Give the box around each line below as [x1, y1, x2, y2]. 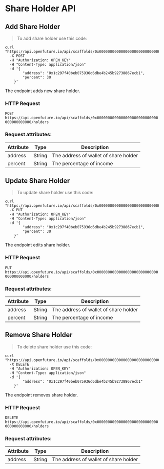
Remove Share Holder [5, 331, 73, 339]
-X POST [9, 53, 25, 58]
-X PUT [9, 208, 23, 213]
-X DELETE [9, 362, 29, 367]
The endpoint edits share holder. [5, 242, 71, 248]
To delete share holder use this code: [17, 344, 92, 349]
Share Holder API [5, 3, 76, 14]
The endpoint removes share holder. [5, 392, 78, 397]
